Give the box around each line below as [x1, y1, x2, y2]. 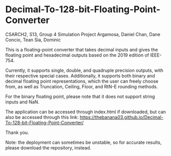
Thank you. [5, 129, 29, 136]
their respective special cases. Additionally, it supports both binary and [5, 72, 155, 79]
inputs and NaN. [5, 98, 39, 105]
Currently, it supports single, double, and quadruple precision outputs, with [5, 67, 164, 73]
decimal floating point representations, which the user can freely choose [5, 78, 159, 84]
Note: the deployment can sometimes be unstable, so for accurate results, [5, 139, 162, 145]
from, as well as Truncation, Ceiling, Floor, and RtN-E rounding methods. [5, 83, 158, 90]
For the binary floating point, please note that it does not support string [5, 93, 155, 99]
